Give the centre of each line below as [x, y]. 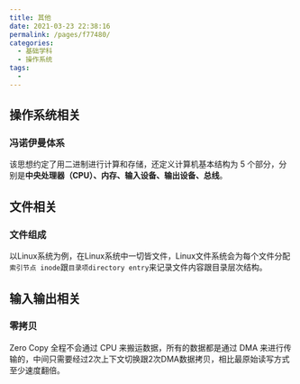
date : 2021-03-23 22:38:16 [60, 26]
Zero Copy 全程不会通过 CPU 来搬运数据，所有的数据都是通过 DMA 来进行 [146, 347]
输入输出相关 [45, 298]
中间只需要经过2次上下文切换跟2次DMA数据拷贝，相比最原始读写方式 [161, 359]
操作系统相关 [45, 115]
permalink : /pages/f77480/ [60, 34]
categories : [32, 43]
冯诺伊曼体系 [37, 143]
